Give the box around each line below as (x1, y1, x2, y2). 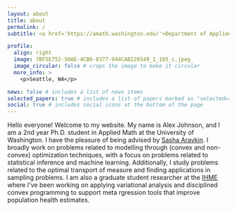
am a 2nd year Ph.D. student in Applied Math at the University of (7, 128, 195, 137)
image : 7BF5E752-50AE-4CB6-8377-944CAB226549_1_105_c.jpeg (13, 56, 191, 64)
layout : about (7, 10, 49, 18)
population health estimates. (7, 195, 90, 205)
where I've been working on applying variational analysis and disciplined (7, 181, 219, 189)
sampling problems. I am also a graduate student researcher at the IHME (7, 174, 218, 182)
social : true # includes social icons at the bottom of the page (7, 102, 203, 109)
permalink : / (7, 23, 46, 30)
